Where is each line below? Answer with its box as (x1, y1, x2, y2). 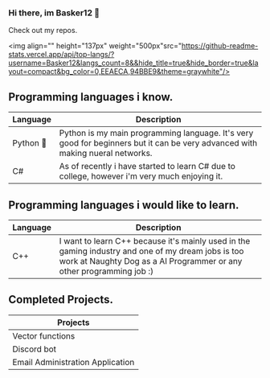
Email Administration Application (12, 356, 135, 368)
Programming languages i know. (8, 90, 174, 104)
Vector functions (12, 330, 76, 341)
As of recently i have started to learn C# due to (59, 161, 235, 172)
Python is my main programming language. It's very (59, 128, 254, 139)
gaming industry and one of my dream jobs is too (59, 245, 244, 257)
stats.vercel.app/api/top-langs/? (8, 50, 115, 60)
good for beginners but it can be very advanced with (59, 138, 258, 149)
